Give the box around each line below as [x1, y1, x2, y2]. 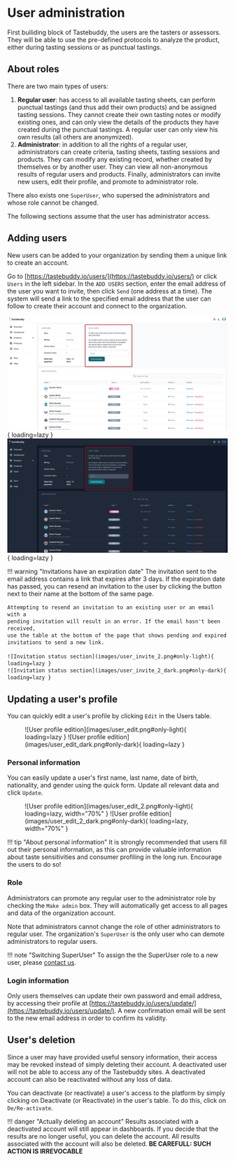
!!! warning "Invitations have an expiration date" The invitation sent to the [7, 568, 217, 576]
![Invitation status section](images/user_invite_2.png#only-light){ [7, 653, 215, 660]
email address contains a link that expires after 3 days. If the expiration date [7, 575, 226, 583]
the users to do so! [7, 860, 62, 869]
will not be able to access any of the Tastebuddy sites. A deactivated [7, 1067, 206, 1076]
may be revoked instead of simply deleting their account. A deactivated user [7, 1060, 227, 1069]
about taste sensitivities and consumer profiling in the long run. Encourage [7, 853, 222, 861]
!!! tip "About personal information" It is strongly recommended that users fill [7, 838, 227, 846]
